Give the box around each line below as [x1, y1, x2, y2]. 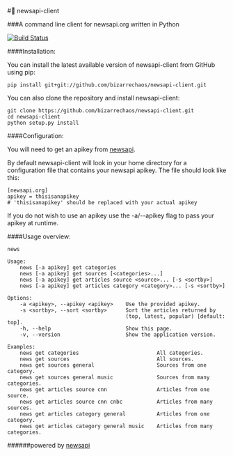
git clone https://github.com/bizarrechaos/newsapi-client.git [7, 107, 195, 114]
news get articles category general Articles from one [19, 411, 210, 418]
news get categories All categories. [19, 349, 204, 356]
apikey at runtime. [7, 219, 59, 227]
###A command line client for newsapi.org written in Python [7, 20, 179, 28]
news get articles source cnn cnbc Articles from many [19, 398, 214, 405]
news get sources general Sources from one [19, 362, 207, 369]
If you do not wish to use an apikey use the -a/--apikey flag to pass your [7, 211, 214, 220]
